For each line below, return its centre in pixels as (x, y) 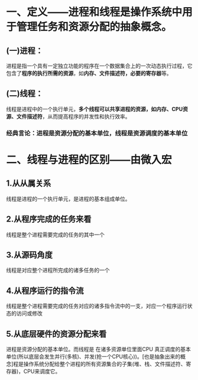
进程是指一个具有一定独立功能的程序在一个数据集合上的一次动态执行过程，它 (99, 66)
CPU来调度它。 (42, 371)
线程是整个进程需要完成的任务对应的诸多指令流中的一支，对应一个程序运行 (97, 306)
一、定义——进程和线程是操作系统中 (94, 12)
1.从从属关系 (29, 183)
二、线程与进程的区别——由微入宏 (89, 160)
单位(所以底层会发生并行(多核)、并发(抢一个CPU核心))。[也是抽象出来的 (93, 356)
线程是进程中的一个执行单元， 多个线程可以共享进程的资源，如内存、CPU (95, 109)
